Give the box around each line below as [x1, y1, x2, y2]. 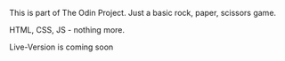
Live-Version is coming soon [9, 42, 114, 52]
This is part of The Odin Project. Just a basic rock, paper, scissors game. [9, 8, 277, 18]
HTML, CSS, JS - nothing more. [9, 25, 126, 34]
